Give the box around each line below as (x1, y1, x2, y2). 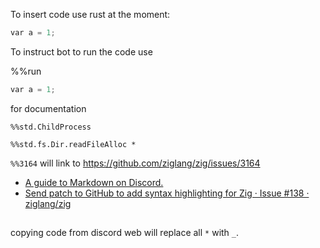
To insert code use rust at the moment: (10, 9, 171, 20)
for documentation (10, 102, 87, 114)
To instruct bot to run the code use (10, 45, 153, 58)
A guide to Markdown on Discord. (24, 176, 164, 188)
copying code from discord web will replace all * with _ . (10, 227, 240, 239)
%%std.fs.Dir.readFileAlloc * (10, 139, 137, 149)
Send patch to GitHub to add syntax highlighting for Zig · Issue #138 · (24, 187, 310, 199)
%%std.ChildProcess (10, 122, 92, 132)
